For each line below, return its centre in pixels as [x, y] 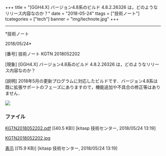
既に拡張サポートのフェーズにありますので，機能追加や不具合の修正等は [79, 87]
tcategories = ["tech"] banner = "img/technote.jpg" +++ [62, 19]
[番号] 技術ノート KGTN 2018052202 [42, 54]
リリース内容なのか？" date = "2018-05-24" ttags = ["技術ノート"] [72, 13]
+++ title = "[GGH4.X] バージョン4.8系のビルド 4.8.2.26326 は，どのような [82, 7]
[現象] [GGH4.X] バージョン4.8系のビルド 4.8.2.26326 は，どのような [76, 64]
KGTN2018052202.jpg [28, 138]
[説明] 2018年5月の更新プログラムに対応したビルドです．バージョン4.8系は [82, 81]
